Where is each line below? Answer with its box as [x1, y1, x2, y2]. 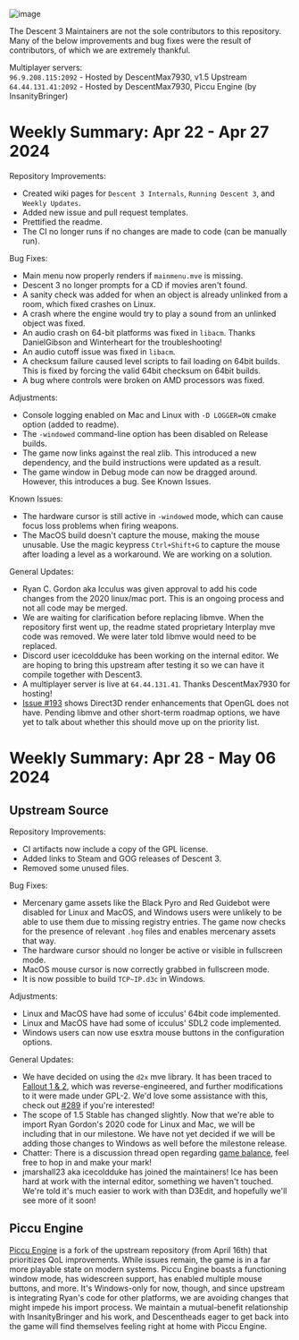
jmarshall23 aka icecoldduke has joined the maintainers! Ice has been [21, 1166, 278, 1177]
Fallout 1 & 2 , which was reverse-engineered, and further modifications [21, 1080, 284, 1091]
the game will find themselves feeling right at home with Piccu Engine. [9, 1320, 268, 1331]
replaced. [21, 640, 58, 651]
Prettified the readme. [21, 216, 103, 227]
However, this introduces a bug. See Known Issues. [21, 475, 212, 487]
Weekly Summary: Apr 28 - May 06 [9, 748, 277, 769]
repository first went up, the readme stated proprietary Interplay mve [21, 621, 276, 632]
